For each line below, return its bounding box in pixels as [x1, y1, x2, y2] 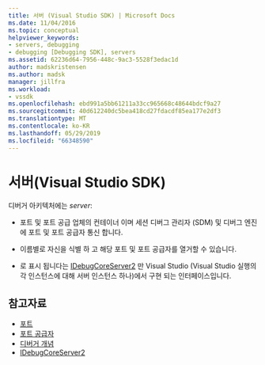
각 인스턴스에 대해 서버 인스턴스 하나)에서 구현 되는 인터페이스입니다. [19, 271, 232, 281]
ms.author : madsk [8, 70, 66, 78]
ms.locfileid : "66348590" [8, 136, 93, 145]
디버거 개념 [19, 339, 55, 348]
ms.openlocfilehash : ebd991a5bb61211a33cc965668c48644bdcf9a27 [8, 100, 221, 108]
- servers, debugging [8, 41, 80, 49]
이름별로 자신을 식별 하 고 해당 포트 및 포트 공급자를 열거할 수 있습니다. [19, 245, 237, 254]
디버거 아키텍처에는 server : [8, 201, 93, 211]
